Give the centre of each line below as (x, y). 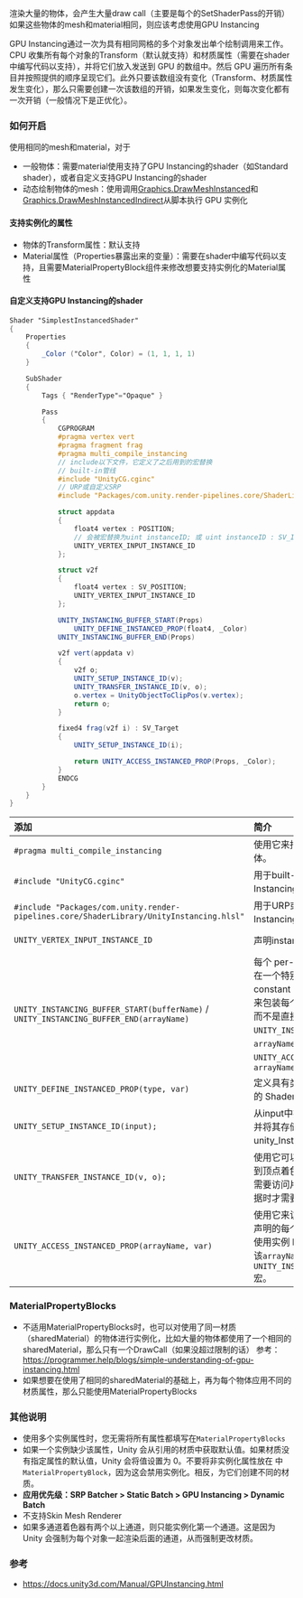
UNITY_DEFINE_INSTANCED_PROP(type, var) (101, 1089)
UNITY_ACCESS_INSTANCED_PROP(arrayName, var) (113, 1246)
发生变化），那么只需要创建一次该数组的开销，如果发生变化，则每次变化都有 (150, 89)
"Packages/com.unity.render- (118, 907)
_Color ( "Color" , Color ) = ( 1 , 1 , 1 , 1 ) (119, 354)
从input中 (274, 1114)
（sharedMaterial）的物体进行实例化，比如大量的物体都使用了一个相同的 (157, 1338)
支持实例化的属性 (41, 222)
